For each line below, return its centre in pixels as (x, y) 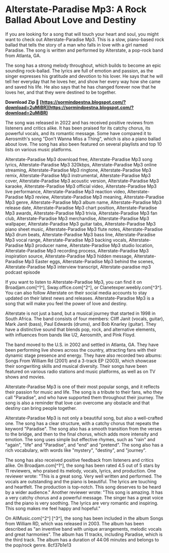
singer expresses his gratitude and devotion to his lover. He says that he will (84, 76)
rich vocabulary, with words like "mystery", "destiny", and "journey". (76, 450)
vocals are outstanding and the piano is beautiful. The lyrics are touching (81, 481)
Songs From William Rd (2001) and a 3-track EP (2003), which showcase (81, 361)
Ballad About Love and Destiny (71, 20)
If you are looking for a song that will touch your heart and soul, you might (82, 34)
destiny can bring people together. (41, 408)
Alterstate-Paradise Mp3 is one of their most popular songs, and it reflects (82, 387)
